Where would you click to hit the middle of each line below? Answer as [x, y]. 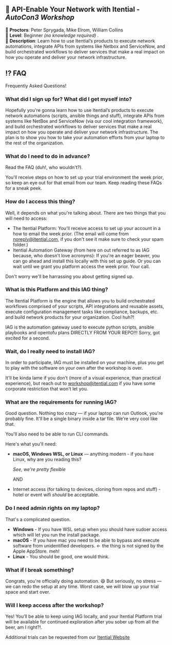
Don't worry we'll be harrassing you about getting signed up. [70, 276]
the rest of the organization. [35, 143]
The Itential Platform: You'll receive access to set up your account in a [87, 228]
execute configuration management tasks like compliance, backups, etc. [82, 312]
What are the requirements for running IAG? [61, 402]
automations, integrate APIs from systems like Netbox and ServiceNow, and [85, 46]
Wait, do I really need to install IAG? [50, 351]
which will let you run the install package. [56, 535]
